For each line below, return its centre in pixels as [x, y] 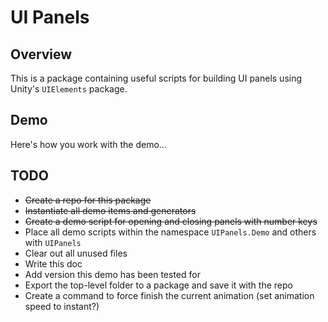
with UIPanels [53, 242]
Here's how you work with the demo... [88, 144]
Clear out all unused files [76, 253]
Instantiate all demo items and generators [110, 210]
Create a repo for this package [88, 200]
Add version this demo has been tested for [112, 274]
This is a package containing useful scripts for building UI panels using [156, 78]
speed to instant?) [62, 306]
